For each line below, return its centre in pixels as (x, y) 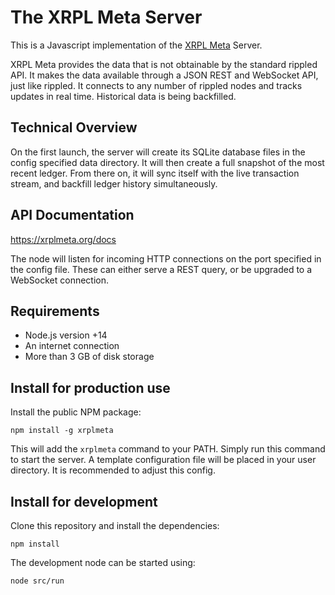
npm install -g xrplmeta (62, 431)
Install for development (84, 501)
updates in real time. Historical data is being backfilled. (123, 96)
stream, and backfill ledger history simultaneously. (114, 183)
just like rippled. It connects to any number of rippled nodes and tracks (156, 85)
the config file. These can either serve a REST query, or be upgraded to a (161, 269)
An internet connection (72, 346)
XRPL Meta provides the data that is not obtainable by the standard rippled (164, 64)
